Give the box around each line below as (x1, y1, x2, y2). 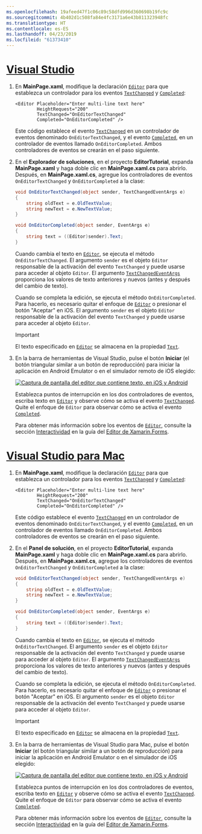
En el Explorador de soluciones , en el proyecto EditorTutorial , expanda (14, 158, 194, 165)
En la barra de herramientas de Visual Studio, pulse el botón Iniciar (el (14, 354, 190, 362)
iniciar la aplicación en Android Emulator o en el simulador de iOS (14, 753, 177, 760)
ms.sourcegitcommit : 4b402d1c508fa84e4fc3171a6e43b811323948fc (6, 14, 169, 21)
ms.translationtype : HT (6, 20, 66, 26)
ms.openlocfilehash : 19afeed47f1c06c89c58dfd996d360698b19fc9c (6, 8, 169, 15)
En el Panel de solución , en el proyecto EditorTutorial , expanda (14, 544, 174, 552)
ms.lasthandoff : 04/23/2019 (6, 31, 77, 37)
